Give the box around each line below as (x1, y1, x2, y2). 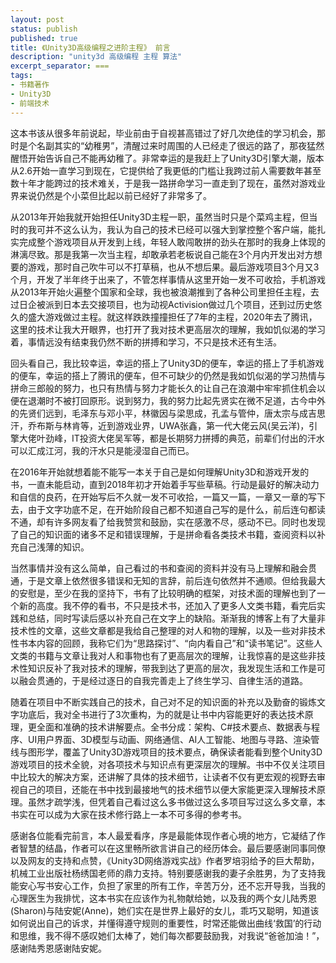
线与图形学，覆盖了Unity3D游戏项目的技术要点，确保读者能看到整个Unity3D (10, 746, 323, 758)
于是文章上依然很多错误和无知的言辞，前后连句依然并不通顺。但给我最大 (27, 574, 326, 586)
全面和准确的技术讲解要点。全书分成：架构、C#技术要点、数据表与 (36, 721, 312, 733)
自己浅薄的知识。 (18, 541, 90, 553)
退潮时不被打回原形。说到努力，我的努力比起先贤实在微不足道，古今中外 (27, 394, 326, 406)
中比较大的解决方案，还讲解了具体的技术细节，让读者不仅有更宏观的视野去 (10, 771, 317, 783)
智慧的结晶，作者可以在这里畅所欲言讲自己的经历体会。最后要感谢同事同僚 (18, 842, 326, 854)
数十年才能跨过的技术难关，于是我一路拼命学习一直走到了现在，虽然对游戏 (10, 177, 317, 189)
